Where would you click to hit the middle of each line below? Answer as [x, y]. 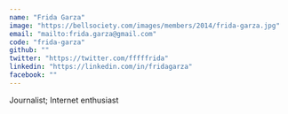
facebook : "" [33, 75]
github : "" [29, 50]
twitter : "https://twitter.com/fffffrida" [89, 58]
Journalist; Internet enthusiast [64, 100]
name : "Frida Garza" [48, 17]
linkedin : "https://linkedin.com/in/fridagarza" [101, 67]
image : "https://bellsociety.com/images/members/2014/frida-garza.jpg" [144, 26]
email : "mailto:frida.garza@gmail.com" [83, 34]
